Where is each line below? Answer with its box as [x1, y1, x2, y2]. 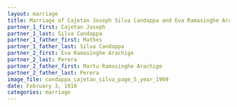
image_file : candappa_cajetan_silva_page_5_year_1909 [7, 75, 169, 83]
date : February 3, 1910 [7, 82, 78, 89]
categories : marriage [7, 89, 71, 96]
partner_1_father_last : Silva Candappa [7, 43, 125, 50]
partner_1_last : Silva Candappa [7, 30, 102, 37]
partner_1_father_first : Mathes [7, 37, 102, 44]
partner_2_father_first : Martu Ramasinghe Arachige [7, 63, 162, 70]
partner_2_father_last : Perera [7, 69, 99, 76]
